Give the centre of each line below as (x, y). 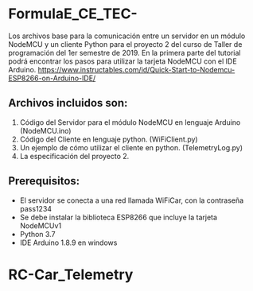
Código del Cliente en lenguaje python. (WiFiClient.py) (109, 139)
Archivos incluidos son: (68, 103)
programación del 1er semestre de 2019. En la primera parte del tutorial (125, 52)
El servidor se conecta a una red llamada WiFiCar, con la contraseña (132, 200)
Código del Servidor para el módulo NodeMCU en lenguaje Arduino (130, 122)
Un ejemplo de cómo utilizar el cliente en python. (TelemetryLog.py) (131, 147)
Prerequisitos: (44, 181)
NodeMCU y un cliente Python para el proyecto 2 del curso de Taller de (125, 44)
